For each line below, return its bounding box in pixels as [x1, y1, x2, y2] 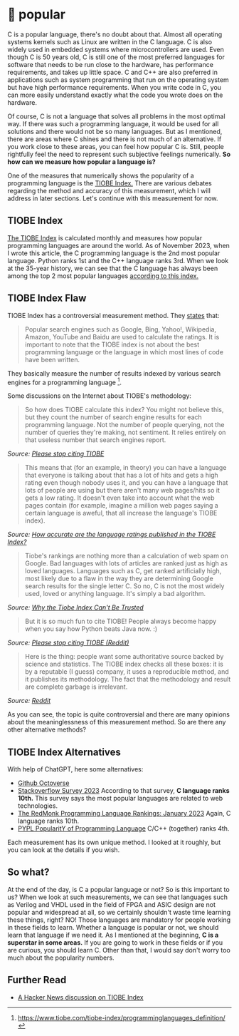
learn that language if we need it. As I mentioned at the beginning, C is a [7, 930, 219, 939]
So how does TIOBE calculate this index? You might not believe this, [24, 406, 224, 414]
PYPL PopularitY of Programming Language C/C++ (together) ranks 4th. [17, 824, 230, 833]
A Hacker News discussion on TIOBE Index [17, 993, 144, 1001]
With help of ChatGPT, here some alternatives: [7, 765, 144, 774]
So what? [7, 866, 50, 878]
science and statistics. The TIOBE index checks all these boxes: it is [24, 660, 224, 669]
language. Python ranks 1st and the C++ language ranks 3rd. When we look [7, 256, 229, 265]
